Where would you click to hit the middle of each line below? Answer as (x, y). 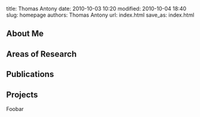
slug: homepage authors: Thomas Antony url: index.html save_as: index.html (100, 15)
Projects (22, 95)
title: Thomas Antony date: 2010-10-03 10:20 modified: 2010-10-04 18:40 (96, 9)
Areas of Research (41, 54)
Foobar (15, 109)
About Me (25, 34)
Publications (30, 74)
